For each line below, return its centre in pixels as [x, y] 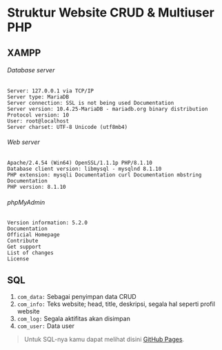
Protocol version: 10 [38, 115]
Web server [23, 142]
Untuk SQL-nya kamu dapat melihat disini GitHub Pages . [104, 339]
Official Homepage [33, 235]
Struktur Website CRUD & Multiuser [111, 13]
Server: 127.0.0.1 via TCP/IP [51, 91]
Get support [24, 247]
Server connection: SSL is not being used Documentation [91, 103]
